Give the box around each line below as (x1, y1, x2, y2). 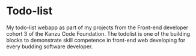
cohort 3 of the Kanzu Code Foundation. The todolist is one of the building (6, 30, 191, 37)
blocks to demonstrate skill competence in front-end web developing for (6, 36, 186, 43)
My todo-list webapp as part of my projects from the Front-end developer (6, 24, 188, 31)
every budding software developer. (6, 43, 93, 50)
